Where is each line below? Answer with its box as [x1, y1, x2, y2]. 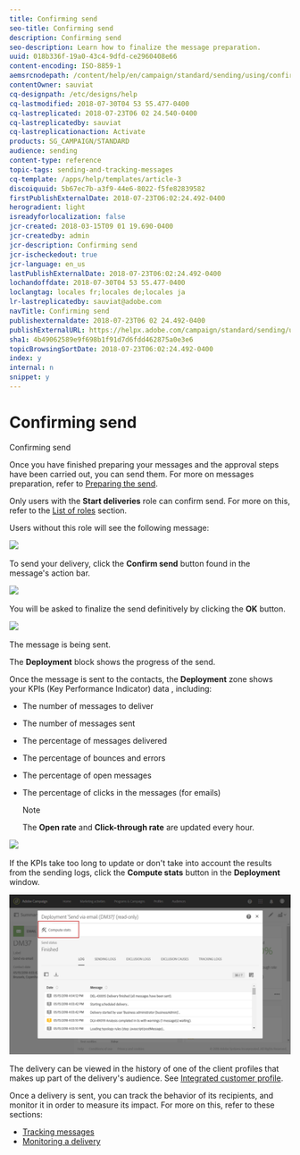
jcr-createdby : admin [9, 232, 90, 240]
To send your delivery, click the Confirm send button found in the [9, 558, 251, 569]
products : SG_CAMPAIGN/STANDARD [9, 137, 129, 147]
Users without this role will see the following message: [9, 522, 210, 533]
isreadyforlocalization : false [9, 213, 126, 222]
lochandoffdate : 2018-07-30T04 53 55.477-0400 [9, 278, 186, 288]
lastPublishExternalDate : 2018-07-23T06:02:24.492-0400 [9, 269, 221, 278]
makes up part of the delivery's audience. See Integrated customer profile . [9, 1073, 284, 1083]
